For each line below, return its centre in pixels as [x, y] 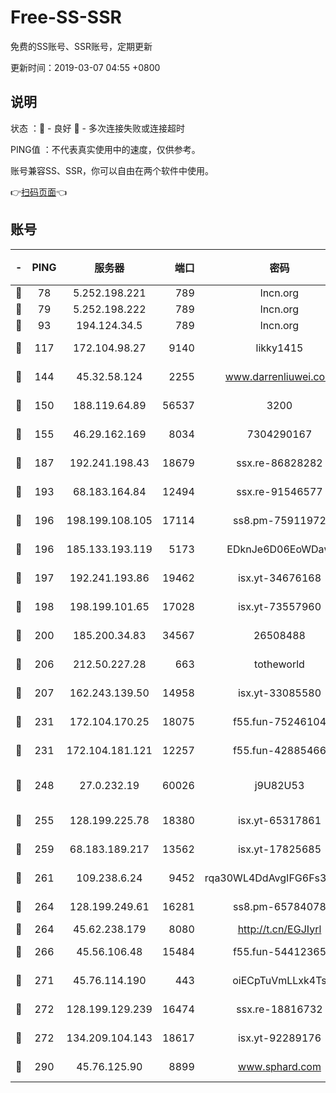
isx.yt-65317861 [279, 820]
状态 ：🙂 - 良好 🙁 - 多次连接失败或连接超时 [97, 128]
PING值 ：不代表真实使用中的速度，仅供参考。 [105, 149]
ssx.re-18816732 [279, 1009]
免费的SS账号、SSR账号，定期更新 [81, 46]
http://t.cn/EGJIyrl [279, 929]
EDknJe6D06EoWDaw [279, 549]
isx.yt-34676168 [279, 578]
